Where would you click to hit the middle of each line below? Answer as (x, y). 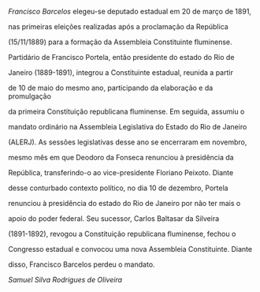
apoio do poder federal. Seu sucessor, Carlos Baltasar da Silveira (114, 219)
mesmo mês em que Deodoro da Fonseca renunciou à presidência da (121, 157)
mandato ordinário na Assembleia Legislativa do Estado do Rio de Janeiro (128, 127)
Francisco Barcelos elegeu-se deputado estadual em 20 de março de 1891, (130, 11)
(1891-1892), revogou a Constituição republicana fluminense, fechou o (122, 234)
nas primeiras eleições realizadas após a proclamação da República (118, 26)
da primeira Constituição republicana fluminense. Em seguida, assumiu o (126, 111)
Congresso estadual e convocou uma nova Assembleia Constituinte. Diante (130, 249)
